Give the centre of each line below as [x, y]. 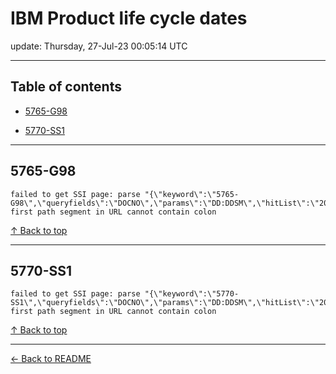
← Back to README [51, 359]
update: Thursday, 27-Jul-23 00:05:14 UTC [99, 46]
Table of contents [66, 87]
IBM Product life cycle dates [129, 18]
